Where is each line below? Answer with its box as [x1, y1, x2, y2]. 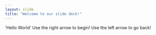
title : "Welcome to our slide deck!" [5, 12, 82, 16]
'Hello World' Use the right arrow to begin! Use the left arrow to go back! [5, 24, 152, 30]
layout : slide [5, 7, 34, 12]
